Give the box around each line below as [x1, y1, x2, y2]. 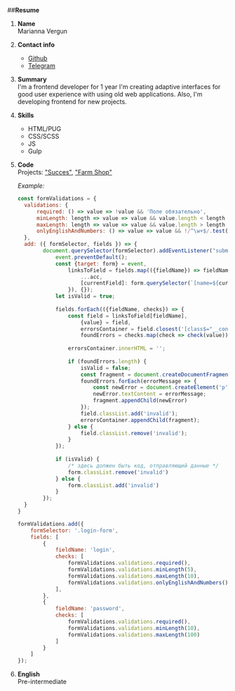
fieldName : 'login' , [55, 547, 116, 554]
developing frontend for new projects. [17, 97, 128, 106]
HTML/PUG [27, 125, 62, 132]
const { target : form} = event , [55, 260, 147, 267]
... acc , [80, 273, 103, 280]
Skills [17, 111, 34, 119]
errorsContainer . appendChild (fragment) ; [80, 416, 201, 423]
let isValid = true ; [55, 293, 116, 300]
